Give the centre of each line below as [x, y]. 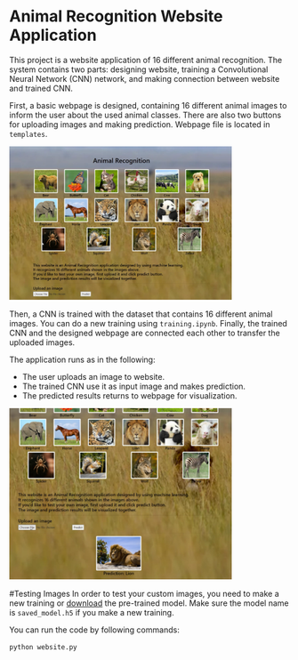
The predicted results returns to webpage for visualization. [129, 395]
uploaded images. [42, 342]
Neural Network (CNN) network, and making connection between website [145, 78]
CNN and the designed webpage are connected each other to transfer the [145, 333]
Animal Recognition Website [117, 16]
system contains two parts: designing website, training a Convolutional [139, 69]
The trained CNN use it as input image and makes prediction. [134, 386]
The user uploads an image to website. [93, 376]
